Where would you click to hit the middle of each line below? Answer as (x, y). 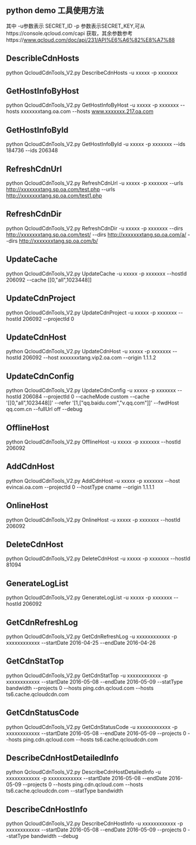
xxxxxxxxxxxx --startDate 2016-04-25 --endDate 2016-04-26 (81, 643)
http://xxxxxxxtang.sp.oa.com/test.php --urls (61, 190)
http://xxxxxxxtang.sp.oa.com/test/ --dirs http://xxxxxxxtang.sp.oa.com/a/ (96, 234)
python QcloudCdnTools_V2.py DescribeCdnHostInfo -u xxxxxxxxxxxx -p (94, 824)
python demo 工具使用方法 (55, 11)
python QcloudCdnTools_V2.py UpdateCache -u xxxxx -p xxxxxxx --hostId (96, 273)
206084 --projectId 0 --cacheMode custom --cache (86, 397)
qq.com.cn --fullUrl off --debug (44, 409)
